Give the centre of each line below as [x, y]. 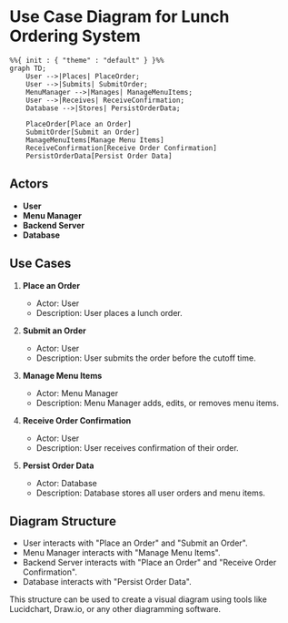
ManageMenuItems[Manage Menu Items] [95, 140]
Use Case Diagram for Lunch [119, 17]
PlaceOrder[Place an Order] [79, 124]
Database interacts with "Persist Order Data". [107, 582]
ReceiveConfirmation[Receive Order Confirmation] [122, 148]
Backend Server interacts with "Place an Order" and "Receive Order [149, 563]
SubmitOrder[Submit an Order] [83, 132]
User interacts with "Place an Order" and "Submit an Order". [135, 543]
